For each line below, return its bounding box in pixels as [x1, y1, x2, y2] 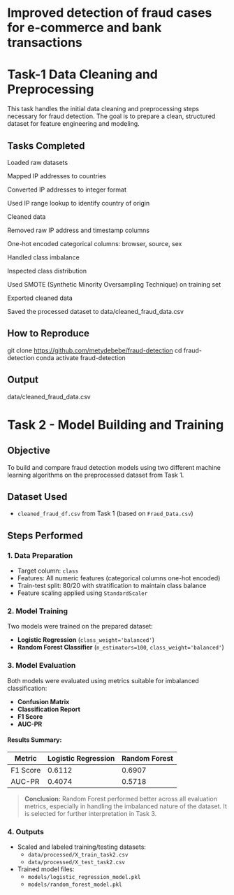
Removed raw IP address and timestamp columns [7, 226, 150, 234]
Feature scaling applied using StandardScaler [17, 589, 148, 597]
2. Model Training [7, 606, 68, 616]
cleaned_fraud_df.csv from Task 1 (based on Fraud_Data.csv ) [17, 509, 193, 518]
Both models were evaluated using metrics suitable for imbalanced [7, 676, 199, 685]
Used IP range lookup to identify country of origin [7, 199, 150, 207]
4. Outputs [7, 826, 44, 836]
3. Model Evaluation [7, 661, 76, 671]
